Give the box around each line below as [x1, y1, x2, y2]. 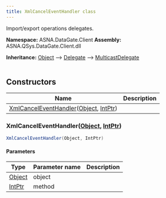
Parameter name [33, 163, 81, 171]
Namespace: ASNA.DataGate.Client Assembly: [6, 36, 122, 43]
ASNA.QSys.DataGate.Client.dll [6, 42, 81, 49]
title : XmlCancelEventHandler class [6, 8, 96, 15]
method [33, 182, 55, 190]
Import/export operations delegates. [6, 25, 94, 32]
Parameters [6, 148, 35, 155]
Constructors [6, 77, 57, 87]
